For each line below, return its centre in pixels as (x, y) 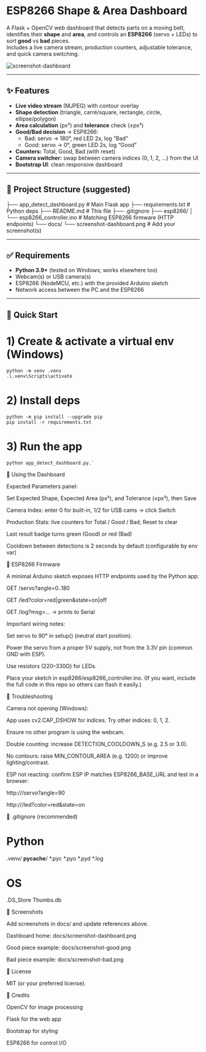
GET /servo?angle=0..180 (38, 588)
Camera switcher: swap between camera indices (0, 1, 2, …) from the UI (107, 158)
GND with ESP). (26, 654)
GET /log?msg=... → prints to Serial (51, 611)
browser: (18, 780)
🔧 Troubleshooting (30, 696)
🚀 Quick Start (32, 315)
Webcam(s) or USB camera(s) (53, 277)
